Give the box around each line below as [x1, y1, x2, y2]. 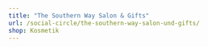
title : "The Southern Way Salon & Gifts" [8, 11, 150, 20]
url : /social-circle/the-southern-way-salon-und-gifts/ [8, 19, 200, 27]
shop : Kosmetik [8, 26, 60, 34]
